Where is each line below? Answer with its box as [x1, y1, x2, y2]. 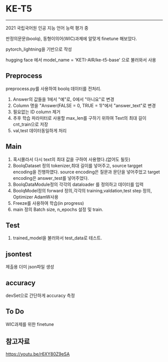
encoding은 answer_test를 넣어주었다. [12, 175, 89, 181]
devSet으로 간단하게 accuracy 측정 [5, 292, 75, 298]
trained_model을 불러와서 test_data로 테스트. [12, 235, 103, 241]
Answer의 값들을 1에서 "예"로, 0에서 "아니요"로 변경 [12, 96, 115, 102]
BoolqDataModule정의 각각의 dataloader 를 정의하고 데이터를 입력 [12, 181, 144, 187]
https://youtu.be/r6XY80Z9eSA [5, 351, 70, 357]
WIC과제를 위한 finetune [5, 321, 54, 327]
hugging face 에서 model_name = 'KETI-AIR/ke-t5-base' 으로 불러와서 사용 [5, 57, 157, 63]
